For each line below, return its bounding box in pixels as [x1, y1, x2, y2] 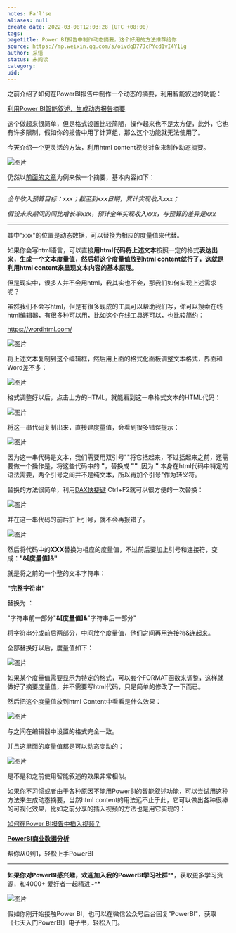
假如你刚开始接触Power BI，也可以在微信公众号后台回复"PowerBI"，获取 [7, 909, 217, 918]
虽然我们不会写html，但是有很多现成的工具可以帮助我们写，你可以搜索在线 [7, 302, 223, 310]
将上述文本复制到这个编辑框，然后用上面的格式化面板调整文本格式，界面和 [7, 354, 223, 363]
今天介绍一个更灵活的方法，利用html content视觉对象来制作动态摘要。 [7, 143, 210, 151]
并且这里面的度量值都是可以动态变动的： [7, 742, 124, 750]
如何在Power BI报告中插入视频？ [7, 819, 101, 828]
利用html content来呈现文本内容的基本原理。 [7, 263, 138, 271]
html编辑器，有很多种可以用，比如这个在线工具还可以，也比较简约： [7, 311, 205, 319]
